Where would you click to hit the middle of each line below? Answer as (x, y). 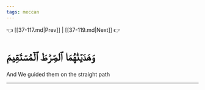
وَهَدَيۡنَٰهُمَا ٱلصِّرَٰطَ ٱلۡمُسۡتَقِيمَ (51, 57)
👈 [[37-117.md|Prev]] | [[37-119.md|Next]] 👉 (63, 30)
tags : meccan (23, 12)
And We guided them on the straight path (58, 74)
